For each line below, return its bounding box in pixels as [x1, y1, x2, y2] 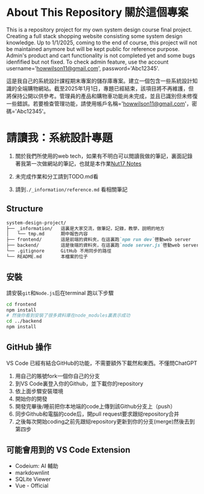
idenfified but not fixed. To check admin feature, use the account [6, 58, 169, 66]
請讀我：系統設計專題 [6, 131, 114, 145]
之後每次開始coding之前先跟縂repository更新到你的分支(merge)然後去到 [15, 418, 195, 425]
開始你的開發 [15, 395, 47, 402]
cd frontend [6, 301, 36, 307]
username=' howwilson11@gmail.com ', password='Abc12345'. [6, 64, 160, 72]
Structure [6, 204, 44, 214]
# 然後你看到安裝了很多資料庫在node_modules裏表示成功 [6, 313, 131, 319]
